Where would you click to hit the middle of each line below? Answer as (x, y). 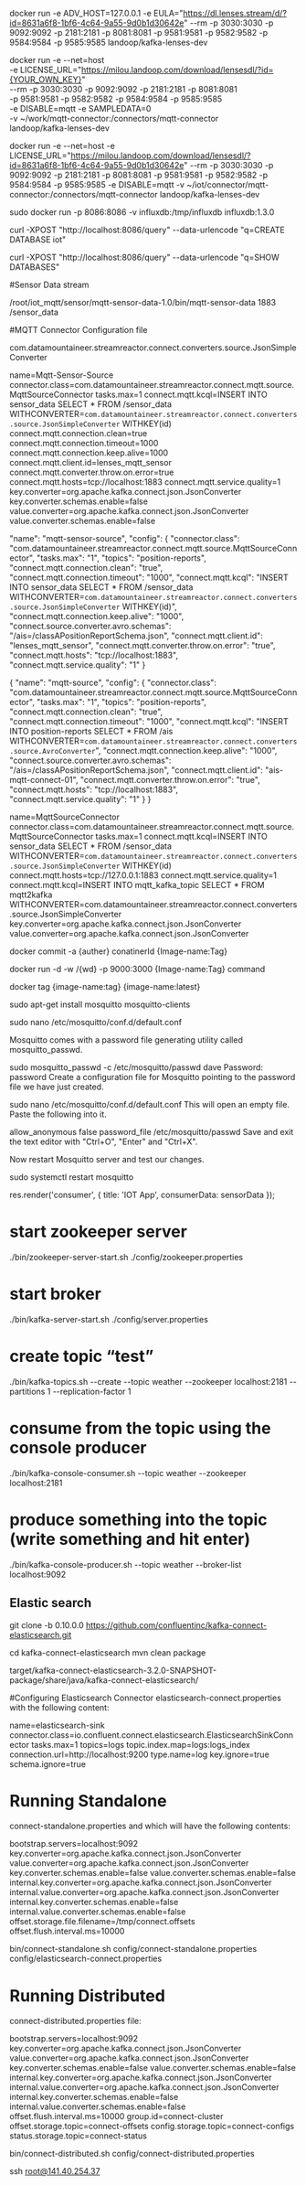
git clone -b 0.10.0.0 (47, 1625)
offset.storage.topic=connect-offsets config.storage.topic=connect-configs (152, 2127)
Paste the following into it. (58, 1114)
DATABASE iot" (38, 240)
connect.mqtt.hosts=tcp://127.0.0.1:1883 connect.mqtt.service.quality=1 (143, 875)
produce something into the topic (138, 1520)
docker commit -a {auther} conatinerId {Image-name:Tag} (119, 951)
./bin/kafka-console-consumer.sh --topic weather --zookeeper (128, 1473)
